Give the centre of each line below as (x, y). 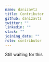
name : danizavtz (21, 9)
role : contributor (23, 41)
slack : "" (15, 32)
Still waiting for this (24, 54)
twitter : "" (17, 23)
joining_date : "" (22, 37)
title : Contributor (24, 14)
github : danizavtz (23, 18)
